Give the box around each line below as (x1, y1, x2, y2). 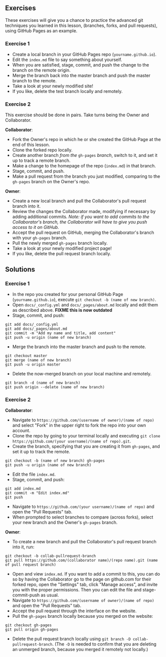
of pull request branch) (5, 562, 56, 568)
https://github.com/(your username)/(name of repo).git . (12, 438, 131, 444)
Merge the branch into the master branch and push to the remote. (12, 344, 146, 350)
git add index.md (5, 486, 41, 491)
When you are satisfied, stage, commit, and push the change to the (12, 62, 149, 68)
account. (12, 428, 31, 434)
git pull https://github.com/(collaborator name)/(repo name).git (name (5, 558, 158, 563)
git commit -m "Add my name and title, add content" (5, 331, 116, 336)
